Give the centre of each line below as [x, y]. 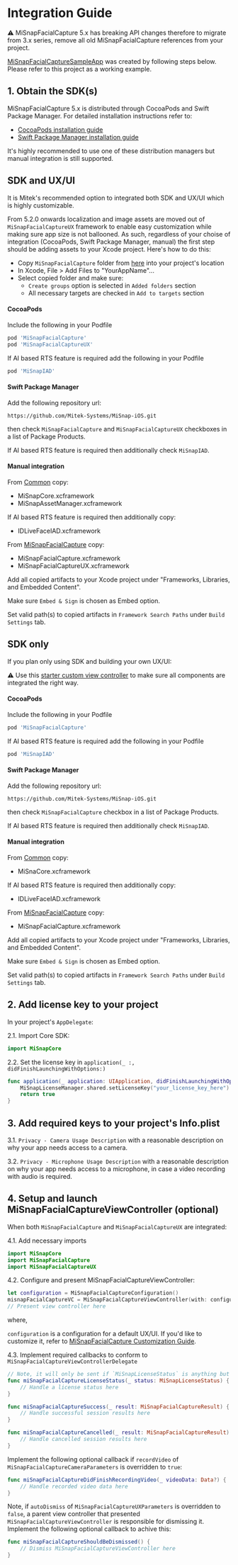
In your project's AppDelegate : [50, 1022]
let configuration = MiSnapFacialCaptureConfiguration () [93, 1293]
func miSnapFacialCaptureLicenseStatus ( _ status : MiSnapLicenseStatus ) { [119, 1380]
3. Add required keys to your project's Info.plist [114, 1123]
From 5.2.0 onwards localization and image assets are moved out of [106, 219]
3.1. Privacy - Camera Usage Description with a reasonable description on [115, 1140]
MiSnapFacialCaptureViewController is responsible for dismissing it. [106, 1522]
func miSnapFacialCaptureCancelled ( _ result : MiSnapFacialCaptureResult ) [119, 1433]
